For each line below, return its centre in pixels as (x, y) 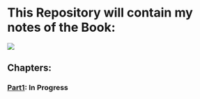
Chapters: (30, 68)
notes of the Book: (62, 27)
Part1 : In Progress (38, 88)
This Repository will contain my (100, 13)
